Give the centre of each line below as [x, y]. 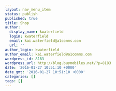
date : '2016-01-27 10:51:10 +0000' [41, 68]
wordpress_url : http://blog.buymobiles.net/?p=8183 [58, 63]
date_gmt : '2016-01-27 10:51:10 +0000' [45, 72]
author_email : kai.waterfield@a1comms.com [48, 54]
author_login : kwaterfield [32, 50]
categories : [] [20, 77]
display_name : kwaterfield [36, 32]
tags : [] [14, 81]
